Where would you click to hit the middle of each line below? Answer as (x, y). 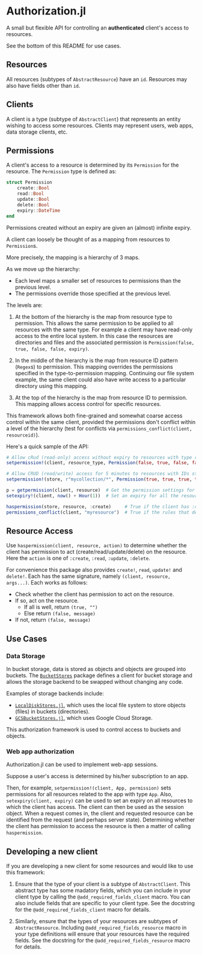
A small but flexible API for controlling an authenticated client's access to (98, 28)
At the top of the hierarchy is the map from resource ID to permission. (101, 398)
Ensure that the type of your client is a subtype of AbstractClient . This (103, 884)
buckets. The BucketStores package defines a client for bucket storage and (99, 675)
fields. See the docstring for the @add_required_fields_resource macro (103, 941)
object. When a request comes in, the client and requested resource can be (100, 814)
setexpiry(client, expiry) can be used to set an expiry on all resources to (99, 800)
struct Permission (29, 183)
